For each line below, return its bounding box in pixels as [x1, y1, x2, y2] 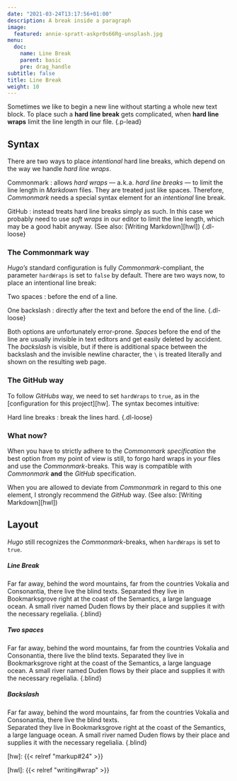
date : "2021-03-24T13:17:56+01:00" [7, 10, 112, 18]
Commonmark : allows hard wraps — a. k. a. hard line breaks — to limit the [7, 178, 224, 187]
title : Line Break [7, 76, 62, 84]
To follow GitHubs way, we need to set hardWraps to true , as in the [7, 391, 200, 400]
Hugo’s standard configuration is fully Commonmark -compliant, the [7, 263, 204, 272]
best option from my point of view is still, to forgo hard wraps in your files [7, 454, 221, 462]
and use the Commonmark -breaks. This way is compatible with [7, 461, 192, 470]
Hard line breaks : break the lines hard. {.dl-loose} [7, 413, 154, 421]
